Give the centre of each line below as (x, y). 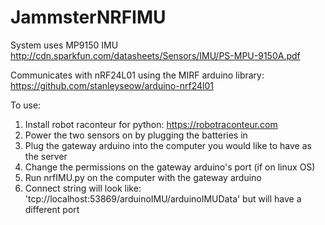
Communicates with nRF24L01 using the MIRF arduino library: (137, 75)
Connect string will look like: (83, 188)
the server (46, 156)
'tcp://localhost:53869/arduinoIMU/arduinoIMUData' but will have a (163, 198)
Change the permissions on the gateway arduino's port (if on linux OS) (170, 167)
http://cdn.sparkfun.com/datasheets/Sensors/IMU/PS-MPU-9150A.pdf (155, 55)
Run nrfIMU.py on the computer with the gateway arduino (143, 177)
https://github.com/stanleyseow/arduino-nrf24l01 (112, 85)
